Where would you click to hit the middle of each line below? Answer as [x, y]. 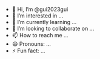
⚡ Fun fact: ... [28, 51]
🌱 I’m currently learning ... [44, 22]
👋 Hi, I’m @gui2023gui [40, 9]
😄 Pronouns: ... [32, 44]
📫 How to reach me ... [40, 35]
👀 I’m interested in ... [38, 16]
